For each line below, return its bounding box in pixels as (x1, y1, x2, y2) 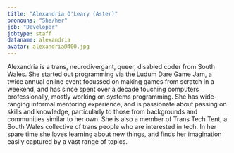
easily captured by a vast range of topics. (7, 137, 128, 145)
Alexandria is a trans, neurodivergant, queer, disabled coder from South (7, 63, 215, 71)
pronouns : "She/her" (7, 17, 68, 24)
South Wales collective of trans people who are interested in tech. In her (7, 123, 217, 130)
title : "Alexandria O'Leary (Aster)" (7, 10, 118, 18)
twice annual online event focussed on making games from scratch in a (7, 78, 214, 85)
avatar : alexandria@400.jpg (7, 43, 90, 50)
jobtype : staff (7, 30, 52, 37)
